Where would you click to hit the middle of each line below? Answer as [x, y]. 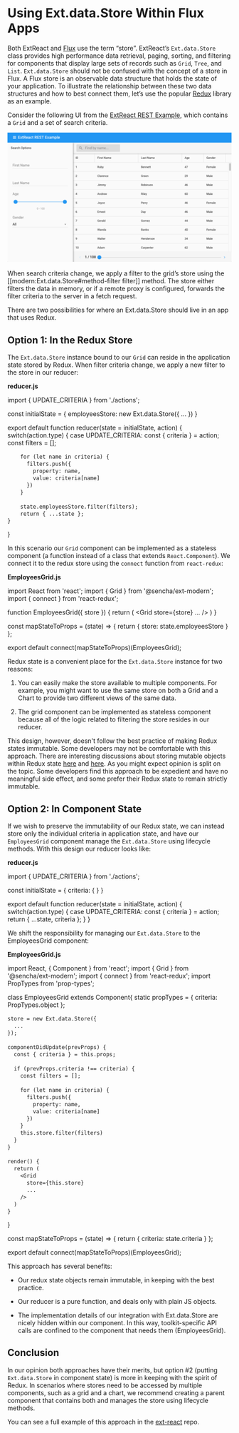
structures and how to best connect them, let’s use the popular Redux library [119, 93]
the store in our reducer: [43, 373]
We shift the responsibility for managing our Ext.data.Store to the [104, 933]
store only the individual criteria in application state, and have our [103, 834]
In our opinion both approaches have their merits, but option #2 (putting [113, 1370]
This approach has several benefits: [60, 1266]
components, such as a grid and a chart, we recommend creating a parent [116, 1392]
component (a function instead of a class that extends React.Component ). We [119, 556]
